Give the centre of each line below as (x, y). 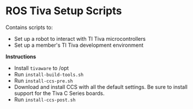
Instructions (21, 56)
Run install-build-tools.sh (49, 74)
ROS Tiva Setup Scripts (64, 11)
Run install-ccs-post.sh (45, 100)
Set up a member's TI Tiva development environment (79, 45)
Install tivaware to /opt (41, 68)
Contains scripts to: (29, 27)
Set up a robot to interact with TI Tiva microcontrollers (80, 39)
